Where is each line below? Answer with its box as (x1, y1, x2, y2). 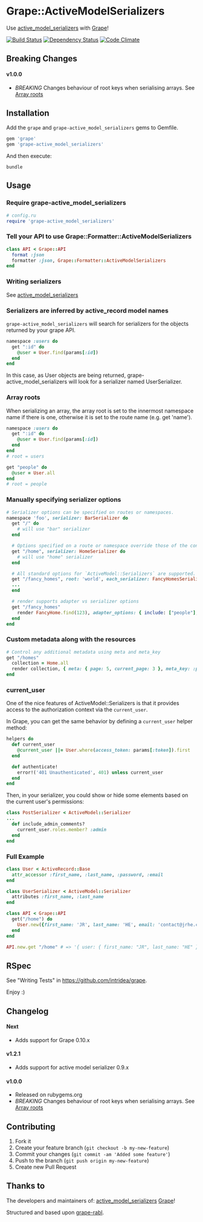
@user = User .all (11, 470, 56, 476)
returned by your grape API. (6, 326, 76, 334)
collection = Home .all (11, 660, 69, 666)
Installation (6, 108, 50, 118)
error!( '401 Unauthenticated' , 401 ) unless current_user (17, 769, 164, 775)
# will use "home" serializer (17, 554, 94, 560)
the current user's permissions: (6, 798, 85, 805)
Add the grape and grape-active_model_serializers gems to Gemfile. (6, 124, 178, 131)
